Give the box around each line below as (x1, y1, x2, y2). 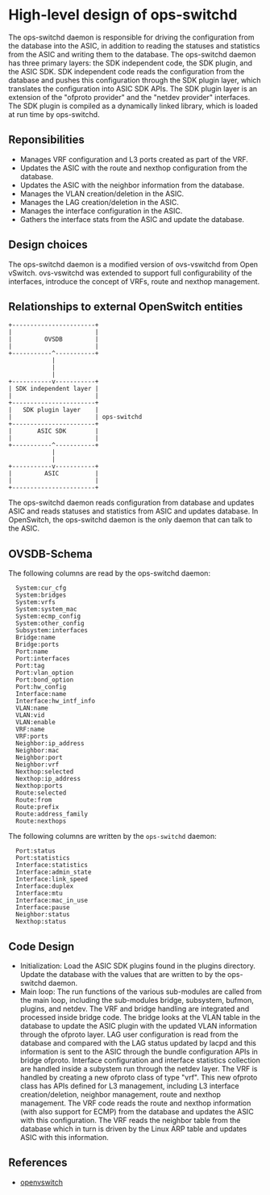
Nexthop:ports (15, 782, 63, 790)
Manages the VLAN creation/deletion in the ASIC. (19, 188, 185, 199)
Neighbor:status (15, 911, 70, 919)
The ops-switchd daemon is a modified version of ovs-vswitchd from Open (8, 259, 259, 269)
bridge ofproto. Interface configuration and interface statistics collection (19, 1055, 260, 1065)
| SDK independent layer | (8, 385, 99, 393)
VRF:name (15, 725, 45, 734)
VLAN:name (15, 704, 48, 712)
